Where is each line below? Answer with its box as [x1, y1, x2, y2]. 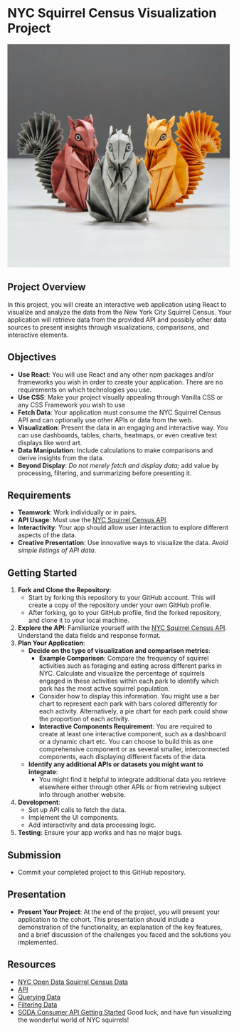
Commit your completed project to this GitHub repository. [17, 868, 186, 876]
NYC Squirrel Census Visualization [7, 5, 217, 21]
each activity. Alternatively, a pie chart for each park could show [38, 707, 228, 716]
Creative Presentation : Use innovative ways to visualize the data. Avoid [17, 539, 229, 547]
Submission [7, 849, 62, 861]
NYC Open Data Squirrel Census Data [17, 977, 128, 986]
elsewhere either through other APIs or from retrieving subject [38, 783, 222, 791]
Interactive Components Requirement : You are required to [38, 722, 213, 731]
